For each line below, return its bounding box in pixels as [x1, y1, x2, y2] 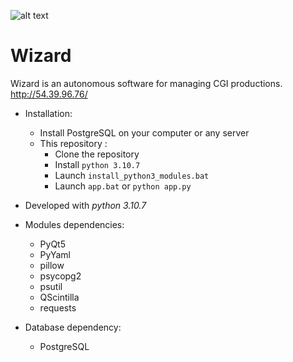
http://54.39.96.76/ [10, 88, 88, 100]
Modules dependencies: [24, 218, 125, 230]
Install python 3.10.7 [54, 158, 141, 170]
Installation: [24, 107, 73, 119]
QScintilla [39, 291, 80, 303]
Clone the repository [54, 148, 140, 160]
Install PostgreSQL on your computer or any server [39, 126, 250, 139]
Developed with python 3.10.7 [24, 199, 147, 211]
